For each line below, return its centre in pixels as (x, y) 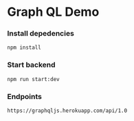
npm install (24, 48)
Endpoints (25, 96)
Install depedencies (41, 34)
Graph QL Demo (53, 12)
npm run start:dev (33, 79)
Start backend (32, 65)
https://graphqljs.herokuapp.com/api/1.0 (67, 111)
